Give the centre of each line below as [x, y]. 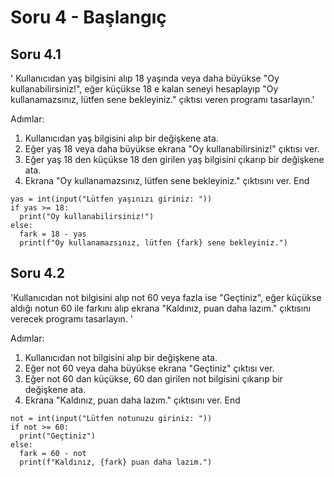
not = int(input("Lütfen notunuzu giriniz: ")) [111, 418]
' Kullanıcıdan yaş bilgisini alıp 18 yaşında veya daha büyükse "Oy [145, 78]
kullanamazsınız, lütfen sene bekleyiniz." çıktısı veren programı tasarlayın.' [162, 99]
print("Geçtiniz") [58, 436]
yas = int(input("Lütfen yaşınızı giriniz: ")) [111, 199]
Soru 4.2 [37, 273]
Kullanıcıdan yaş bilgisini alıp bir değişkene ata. [121, 138]
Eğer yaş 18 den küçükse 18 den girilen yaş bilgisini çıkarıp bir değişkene [174, 159]
